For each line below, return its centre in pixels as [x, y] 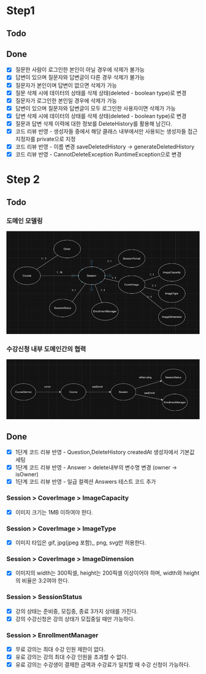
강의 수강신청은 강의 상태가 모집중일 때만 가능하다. [75, 619]
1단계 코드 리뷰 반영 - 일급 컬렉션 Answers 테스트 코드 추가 [86, 482]
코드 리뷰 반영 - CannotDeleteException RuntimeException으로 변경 [98, 155]
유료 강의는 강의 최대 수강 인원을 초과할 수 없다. [71, 657]
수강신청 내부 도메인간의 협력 [46, 349]
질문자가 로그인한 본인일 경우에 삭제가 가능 [66, 100]
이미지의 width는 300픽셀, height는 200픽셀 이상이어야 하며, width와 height [107, 573]
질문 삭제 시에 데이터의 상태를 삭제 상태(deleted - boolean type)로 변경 [101, 93]
